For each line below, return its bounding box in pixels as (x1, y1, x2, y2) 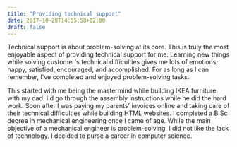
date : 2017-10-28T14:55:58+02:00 (7, 17, 106, 24)
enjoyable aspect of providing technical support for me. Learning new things (7, 50, 230, 59)
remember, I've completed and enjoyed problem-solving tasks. (7, 73, 190, 81)
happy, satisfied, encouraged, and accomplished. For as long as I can (7, 65, 209, 74)
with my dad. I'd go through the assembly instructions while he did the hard (7, 94, 227, 102)
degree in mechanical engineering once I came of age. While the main (7, 117, 211, 125)
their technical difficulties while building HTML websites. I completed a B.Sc (7, 109, 228, 117)
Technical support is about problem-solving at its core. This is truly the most (7, 43, 229, 52)
